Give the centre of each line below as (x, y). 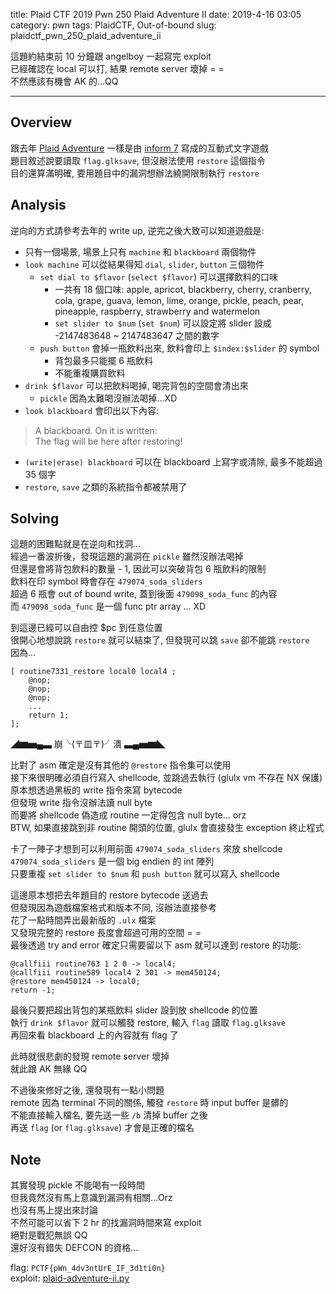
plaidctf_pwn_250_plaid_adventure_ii (86, 35)
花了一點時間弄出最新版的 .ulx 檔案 (83, 920)
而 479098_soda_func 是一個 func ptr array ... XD (108, 606)
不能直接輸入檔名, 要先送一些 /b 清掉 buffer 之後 (109, 1115)
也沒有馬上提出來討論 (54, 1210)
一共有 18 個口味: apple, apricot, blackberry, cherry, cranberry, (183, 289)
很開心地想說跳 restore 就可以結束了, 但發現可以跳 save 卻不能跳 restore (160, 640)
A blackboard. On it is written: (96, 430)
